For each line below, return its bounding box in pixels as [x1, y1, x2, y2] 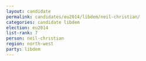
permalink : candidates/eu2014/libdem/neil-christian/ [6, 14, 141, 20]
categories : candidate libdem [6, 19, 80, 25]
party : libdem [6, 46, 41, 52]
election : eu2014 [6, 24, 49, 31]
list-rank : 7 [6, 30, 38, 36]
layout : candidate [6, 8, 51, 15]
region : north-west [6, 41, 54, 47]
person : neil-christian [6, 35, 64, 41]
